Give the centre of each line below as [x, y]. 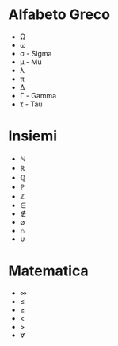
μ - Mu [30, 62]
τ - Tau [31, 104]
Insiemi [33, 136]
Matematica [48, 271]
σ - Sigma [36, 53]
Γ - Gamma [38, 95]
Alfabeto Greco [59, 15]
